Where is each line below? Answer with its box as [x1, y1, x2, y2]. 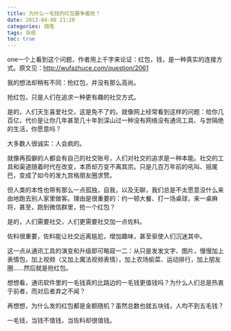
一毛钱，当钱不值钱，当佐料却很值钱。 [7, 317, 115, 325]
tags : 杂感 [7, 29, 36, 36]
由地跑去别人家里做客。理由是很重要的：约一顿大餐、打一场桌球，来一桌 [7, 194, 212, 203]
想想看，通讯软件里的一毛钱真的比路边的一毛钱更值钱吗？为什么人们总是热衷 [7, 279, 224, 287]
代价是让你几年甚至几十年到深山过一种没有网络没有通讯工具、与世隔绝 [25, 116, 224, 124]
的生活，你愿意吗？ [7, 125, 62, 133]
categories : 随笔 [7, 23, 55, 30]
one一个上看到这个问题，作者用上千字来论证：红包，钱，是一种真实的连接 [7, 56, 217, 64]
